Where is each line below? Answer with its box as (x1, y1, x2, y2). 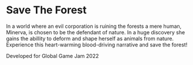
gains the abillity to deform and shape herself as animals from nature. (6, 35, 174, 42)
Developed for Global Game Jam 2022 (6, 52, 99, 59)
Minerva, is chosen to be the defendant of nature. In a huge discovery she (6, 28, 185, 35)
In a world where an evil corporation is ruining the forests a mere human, (6, 23, 182, 30)
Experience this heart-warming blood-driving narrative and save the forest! (6, 41, 188, 48)
